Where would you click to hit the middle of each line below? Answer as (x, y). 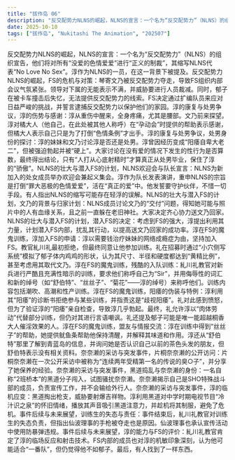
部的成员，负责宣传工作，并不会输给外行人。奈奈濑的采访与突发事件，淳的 (114, 388)
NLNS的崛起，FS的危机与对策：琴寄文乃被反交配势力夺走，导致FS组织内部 (115, 81)
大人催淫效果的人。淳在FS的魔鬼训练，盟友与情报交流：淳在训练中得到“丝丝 (116, 327)
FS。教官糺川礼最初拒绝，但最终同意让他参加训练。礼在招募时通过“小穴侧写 (116, 247)
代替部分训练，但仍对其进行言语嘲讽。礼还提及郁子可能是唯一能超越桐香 (121, 317)
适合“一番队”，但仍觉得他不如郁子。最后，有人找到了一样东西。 (105, 449)
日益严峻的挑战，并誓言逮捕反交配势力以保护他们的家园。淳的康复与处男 (111, 107)
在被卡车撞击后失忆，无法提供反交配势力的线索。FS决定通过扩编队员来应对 (115, 98)
